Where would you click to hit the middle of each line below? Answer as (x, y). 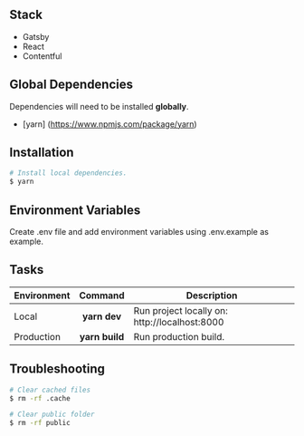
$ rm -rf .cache (40, 398)
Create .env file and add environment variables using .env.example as (139, 232)
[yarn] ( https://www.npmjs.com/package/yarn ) (109, 124)
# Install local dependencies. (68, 173)
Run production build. (179, 336)
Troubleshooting (57, 369)
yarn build (102, 336)
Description (212, 296)
